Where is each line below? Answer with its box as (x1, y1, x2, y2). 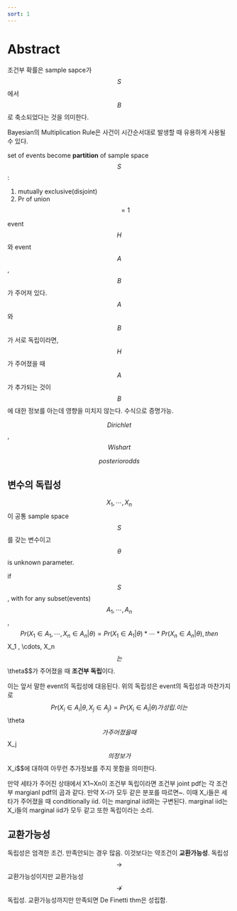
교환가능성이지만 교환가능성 (7, 873, 84, 881)
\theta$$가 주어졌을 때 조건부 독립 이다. (7, 666, 116, 675)
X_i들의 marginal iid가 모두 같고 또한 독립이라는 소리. (7, 806, 154, 814)
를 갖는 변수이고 (7, 535, 52, 544)
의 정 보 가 (107, 752, 131, 760)
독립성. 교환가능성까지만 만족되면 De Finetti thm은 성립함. (7, 896, 168, 905)
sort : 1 (7, 10, 31, 18)
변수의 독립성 (7, 478, 62, 491)
